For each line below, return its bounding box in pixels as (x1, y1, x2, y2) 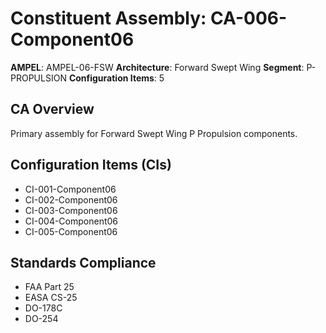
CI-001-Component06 (24, 183, 117, 195)
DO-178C (24, 302, 63, 314)
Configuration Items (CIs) (10, 157, 172, 174)
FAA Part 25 (24, 281, 75, 293)
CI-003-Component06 (24, 204, 118, 216)
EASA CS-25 (24, 292, 78, 304)
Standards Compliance (10, 254, 157, 271)
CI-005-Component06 (24, 225, 118, 237)
